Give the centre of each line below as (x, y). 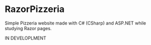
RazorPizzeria (35, 9)
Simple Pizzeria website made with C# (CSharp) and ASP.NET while (75, 23)
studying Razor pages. (28, 28)
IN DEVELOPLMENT (26, 38)
